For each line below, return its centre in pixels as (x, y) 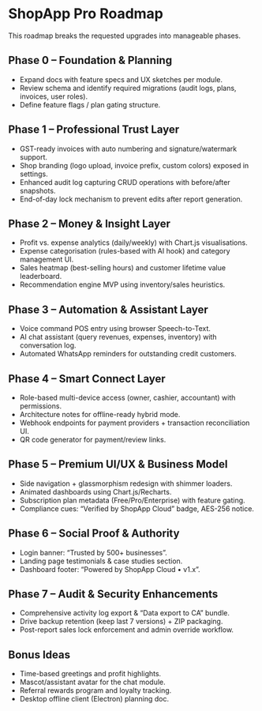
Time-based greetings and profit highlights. (90, 674)
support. (34, 157)
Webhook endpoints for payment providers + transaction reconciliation (135, 423)
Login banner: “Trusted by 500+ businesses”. (93, 552)
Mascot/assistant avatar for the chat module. (92, 682)
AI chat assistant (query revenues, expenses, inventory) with (118, 337)
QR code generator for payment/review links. (93, 440)
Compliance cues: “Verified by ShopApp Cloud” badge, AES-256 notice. (137, 508)
